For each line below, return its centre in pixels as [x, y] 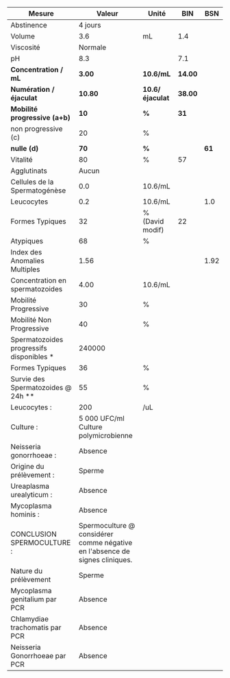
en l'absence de [104, 551]
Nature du [27, 571]
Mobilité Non [31, 320]
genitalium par [34, 599]
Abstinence [29, 25]
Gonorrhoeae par [38, 656]
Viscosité [25, 47]
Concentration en [39, 280]
